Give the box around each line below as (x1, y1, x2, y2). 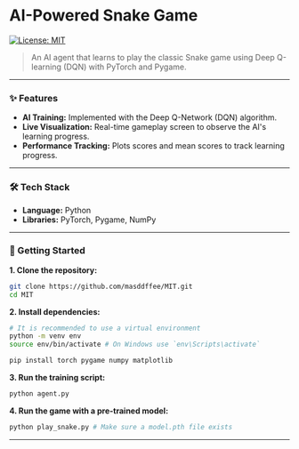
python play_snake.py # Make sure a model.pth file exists (9, 422, 233, 431)
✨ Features (9, 92, 59, 104)
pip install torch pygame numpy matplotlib (9, 357, 174, 365)
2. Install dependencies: (9, 306, 101, 317)
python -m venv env (9, 332, 82, 341)
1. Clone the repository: (9, 264, 98, 276)
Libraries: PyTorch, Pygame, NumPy (21, 214, 157, 225)
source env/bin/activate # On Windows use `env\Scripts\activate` (9, 340, 261, 349)
